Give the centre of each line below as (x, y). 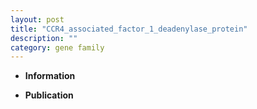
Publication (49, 95)
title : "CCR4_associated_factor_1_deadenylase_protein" (129, 29)
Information (50, 76)
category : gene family (57, 47)
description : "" (44, 38)
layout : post (37, 19)
